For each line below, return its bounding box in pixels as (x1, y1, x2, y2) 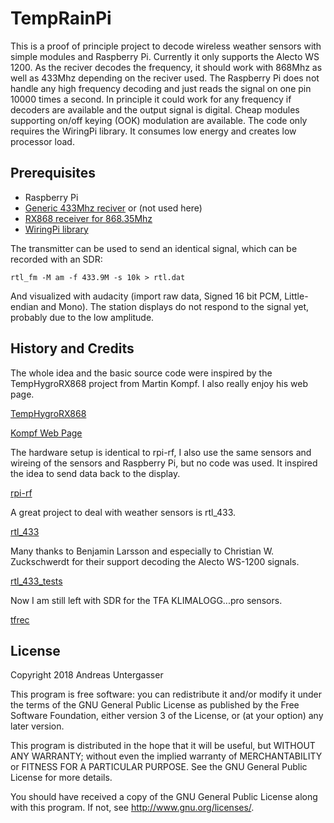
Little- (284, 290, 309, 302)
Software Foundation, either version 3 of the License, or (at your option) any (10, 710, 324, 722)
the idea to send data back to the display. (10, 467, 181, 479)
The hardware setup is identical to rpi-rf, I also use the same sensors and (10, 446, 312, 458)
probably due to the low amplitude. (10, 311, 155, 323)
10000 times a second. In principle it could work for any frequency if (10, 93, 292, 105)
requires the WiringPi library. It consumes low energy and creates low (10, 125, 297, 137)
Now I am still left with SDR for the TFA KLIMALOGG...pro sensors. (10, 594, 283, 606)
